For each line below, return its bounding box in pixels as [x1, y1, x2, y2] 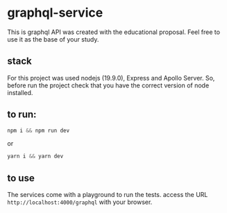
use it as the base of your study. [7, 35, 99, 43]
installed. [7, 88, 33, 96]
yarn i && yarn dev [7, 153, 64, 160]
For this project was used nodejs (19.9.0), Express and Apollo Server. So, [7, 74, 215, 82]
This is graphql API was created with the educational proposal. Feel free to [7, 28, 221, 36]
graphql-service [7, 5, 103, 21]
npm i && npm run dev [7, 127, 70, 134]
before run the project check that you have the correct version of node [7, 81, 210, 90]
